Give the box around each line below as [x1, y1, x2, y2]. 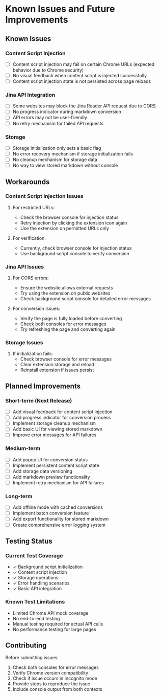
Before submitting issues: [5, 655, 59, 661]
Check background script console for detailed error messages [20, 296, 151, 302]
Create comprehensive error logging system [12, 522, 106, 528]
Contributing [5, 641, 47, 649]
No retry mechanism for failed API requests [12, 120, 103, 126]
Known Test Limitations [5, 598, 65, 605]
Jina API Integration [5, 91, 56, 98]
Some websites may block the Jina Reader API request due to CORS [12, 103, 156, 109]
